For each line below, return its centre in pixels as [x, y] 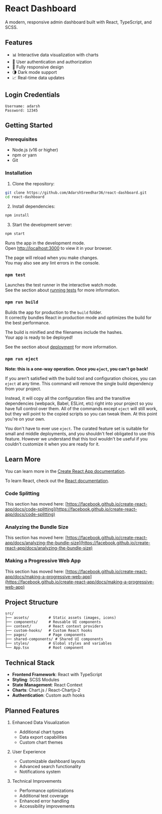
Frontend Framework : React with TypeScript [57, 675]
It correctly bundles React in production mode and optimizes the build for [78, 317]
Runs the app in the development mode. [45, 243]
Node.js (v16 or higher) [35, 150]
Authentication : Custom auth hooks [48, 695]
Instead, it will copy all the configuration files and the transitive [68, 398]
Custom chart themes [41, 742]
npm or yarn [24, 155]
